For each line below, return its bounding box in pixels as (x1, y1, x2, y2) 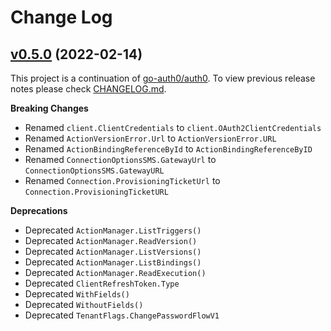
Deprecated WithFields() (24, 288, 130, 300)
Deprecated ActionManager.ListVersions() (24, 246, 202, 257)
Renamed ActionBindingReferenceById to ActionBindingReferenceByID (24, 143, 313, 155)
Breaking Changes (10, 102, 89, 114)
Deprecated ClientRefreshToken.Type (24, 277, 180, 289)
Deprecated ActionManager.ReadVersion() (24, 235, 198, 246)
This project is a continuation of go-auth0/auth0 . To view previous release (10, 72, 316, 84)
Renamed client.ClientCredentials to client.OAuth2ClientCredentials (24, 122, 322, 133)
